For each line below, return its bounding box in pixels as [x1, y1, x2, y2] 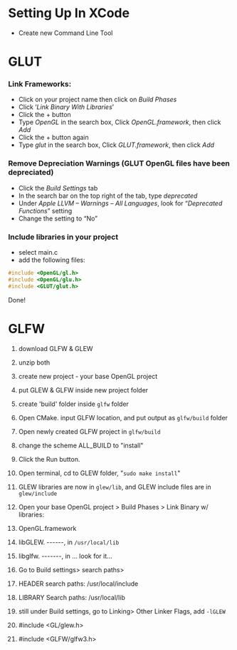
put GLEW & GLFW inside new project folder [18, 385, 149, 394]
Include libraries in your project [8, 232, 119, 242]
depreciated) [8, 168, 54, 178]
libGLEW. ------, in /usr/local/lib [18, 537, 120, 547]
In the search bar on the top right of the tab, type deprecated [18, 191, 198, 200]
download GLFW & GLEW [18, 344, 93, 352]
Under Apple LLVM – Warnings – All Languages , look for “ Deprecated [18, 198, 223, 208]
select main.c [18, 248, 58, 257]
